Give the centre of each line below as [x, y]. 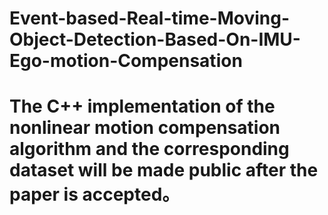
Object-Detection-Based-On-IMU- [155, 39]
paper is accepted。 [95, 194]
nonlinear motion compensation [145, 128]
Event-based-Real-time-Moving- [150, 18]
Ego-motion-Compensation [126, 61]
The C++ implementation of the [142, 106]
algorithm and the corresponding [149, 149]
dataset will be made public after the [164, 170]
